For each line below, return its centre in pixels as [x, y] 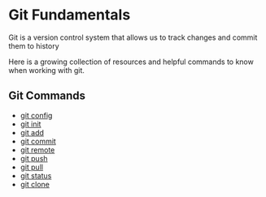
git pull [31, 167]
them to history [34, 45]
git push [34, 158]
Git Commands [47, 96]
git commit [38, 141]
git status [36, 175]
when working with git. [47, 70]
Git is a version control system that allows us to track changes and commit [133, 37]
